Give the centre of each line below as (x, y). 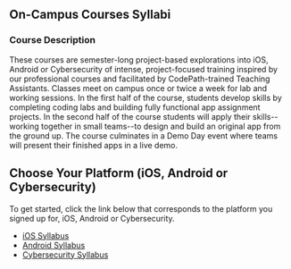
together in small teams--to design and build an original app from (161, 126)
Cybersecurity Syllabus (65, 255)
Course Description (53, 40)
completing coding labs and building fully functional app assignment (135, 107)
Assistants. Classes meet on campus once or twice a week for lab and (138, 88)
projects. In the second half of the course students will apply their (130, 116)
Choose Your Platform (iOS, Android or (119, 173)
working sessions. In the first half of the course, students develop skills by (146, 97)
